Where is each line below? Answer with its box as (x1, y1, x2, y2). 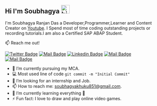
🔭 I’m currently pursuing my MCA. (12, 66, 80, 71)
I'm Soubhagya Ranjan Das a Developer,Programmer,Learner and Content (5, 20, 152, 26)
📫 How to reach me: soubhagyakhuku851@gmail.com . (12, 83, 122, 89)
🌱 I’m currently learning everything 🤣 (12, 90, 86, 96)
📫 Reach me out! (5, 40, 40, 46)
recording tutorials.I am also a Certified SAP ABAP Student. (5, 30, 123, 36)
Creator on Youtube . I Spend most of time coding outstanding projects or (5, 25, 151, 31)
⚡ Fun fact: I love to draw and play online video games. (12, 95, 122, 101)
